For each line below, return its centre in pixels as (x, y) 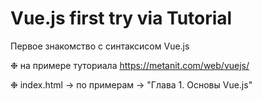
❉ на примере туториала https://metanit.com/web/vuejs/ (130, 65)
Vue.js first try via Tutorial (121, 18)
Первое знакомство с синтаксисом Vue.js (100, 46)
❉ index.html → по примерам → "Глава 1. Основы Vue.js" (131, 84)
